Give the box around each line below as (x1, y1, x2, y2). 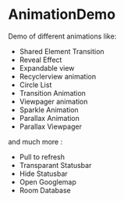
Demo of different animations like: (8, 31, 117, 41)
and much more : (8, 137, 63, 146)
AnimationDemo (8, 5, 115, 24)
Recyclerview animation (19, 71, 96, 81)
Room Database (19, 185, 72, 195)
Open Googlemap (19, 177, 76, 186)
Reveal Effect (19, 55, 62, 64)
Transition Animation (19, 88, 86, 97)
